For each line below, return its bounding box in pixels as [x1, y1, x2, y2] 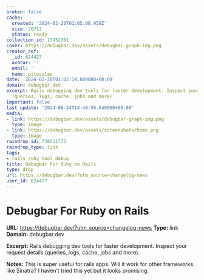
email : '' [12, 65, 36, 72]
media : [6, 110, 23, 116]
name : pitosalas [12, 71, 53, 77]
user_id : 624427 [6, 178, 47, 184]
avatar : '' [12, 59, 39, 65]
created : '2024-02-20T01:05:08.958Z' [12, 20, 107, 26]
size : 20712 [12, 25, 42, 32]
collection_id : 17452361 [6, 37, 69, 43]
